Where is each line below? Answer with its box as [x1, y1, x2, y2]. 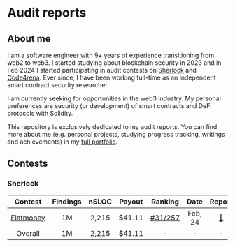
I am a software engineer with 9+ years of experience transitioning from [7, 51, 215, 59]
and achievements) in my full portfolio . [7, 137, 118, 146]
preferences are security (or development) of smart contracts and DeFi [7, 102, 212, 110]
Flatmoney [10, 213, 45, 223]
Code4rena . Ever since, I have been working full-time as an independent [7, 73, 216, 82]
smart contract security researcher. [7, 81, 110, 89]
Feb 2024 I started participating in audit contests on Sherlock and [7, 66, 197, 74]
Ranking [151, 197, 180, 207]
